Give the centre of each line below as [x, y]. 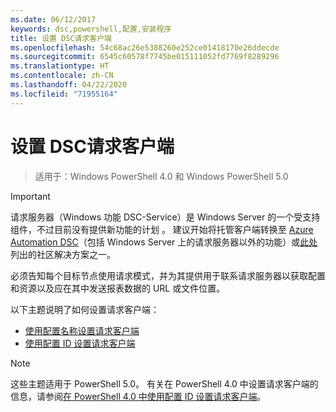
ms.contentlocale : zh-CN [62, 76]
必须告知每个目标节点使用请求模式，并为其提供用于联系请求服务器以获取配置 [168, 275]
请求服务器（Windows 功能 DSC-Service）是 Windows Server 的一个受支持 [165, 217]
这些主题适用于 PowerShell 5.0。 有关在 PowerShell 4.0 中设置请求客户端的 [164, 383]
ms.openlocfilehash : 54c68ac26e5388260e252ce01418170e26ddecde [145, 47]
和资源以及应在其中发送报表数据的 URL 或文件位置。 [118, 288]
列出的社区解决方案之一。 [63, 254]
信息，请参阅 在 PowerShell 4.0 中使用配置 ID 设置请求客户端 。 [138, 396]
